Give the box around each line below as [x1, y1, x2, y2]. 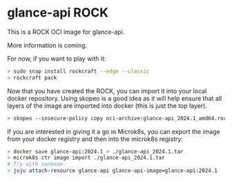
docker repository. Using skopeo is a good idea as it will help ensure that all [7, 94, 222, 102]
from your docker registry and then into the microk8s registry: [7, 135, 183, 143]
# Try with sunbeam [7, 161, 64, 168]
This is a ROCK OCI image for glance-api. [7, 28, 125, 36]
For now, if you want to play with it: [7, 54, 106, 63]
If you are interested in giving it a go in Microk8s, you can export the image [7, 127, 221, 135]
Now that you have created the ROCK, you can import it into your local [7, 86, 207, 95]
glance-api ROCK [7, 5, 109, 21]
